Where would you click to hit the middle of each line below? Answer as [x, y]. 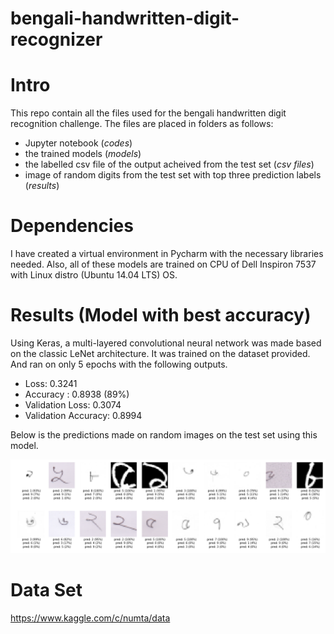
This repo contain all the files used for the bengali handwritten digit [148, 113]
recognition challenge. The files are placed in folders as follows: [142, 124]
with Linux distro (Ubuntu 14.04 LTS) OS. [94, 275]
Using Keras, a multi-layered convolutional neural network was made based [166, 343]
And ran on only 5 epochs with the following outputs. [119, 364]
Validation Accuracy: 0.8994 [83, 415]
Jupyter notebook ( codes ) [78, 143]
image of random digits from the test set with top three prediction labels [173, 175]
